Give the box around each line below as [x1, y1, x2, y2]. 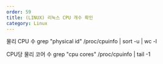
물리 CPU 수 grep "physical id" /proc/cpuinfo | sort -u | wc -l [6, 38, 158, 45]
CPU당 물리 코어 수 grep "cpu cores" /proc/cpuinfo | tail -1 [6, 51, 151, 58]
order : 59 [6, 9, 32, 15]
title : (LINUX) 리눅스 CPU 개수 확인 [6, 15, 93, 21]
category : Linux [6, 20, 48, 26]
